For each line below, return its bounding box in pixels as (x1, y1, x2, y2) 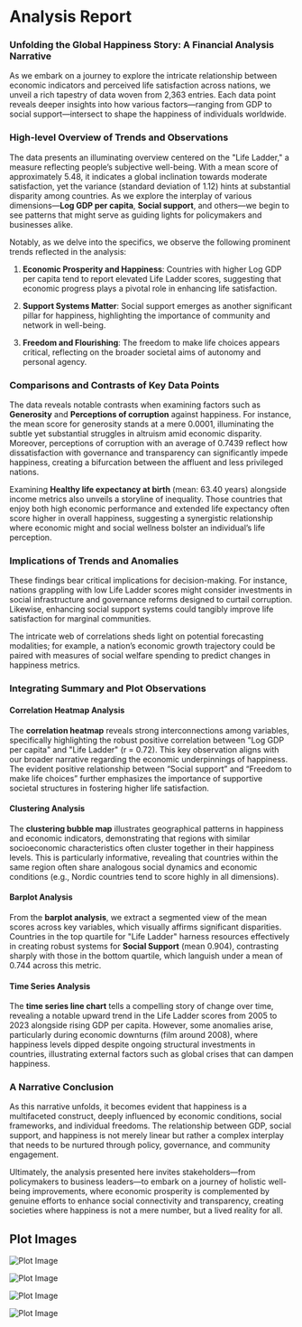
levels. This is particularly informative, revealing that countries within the (9, 852, 279, 863)
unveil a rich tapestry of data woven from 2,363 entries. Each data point (9, 89, 277, 100)
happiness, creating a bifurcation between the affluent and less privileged (9, 457, 284, 468)
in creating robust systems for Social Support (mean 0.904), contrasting (9, 940, 279, 951)
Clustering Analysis (9, 803, 86, 814)
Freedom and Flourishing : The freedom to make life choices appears (22, 337, 280, 348)
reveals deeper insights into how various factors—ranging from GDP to (9, 99, 272, 110)
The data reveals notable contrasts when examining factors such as (9, 399, 261, 410)
